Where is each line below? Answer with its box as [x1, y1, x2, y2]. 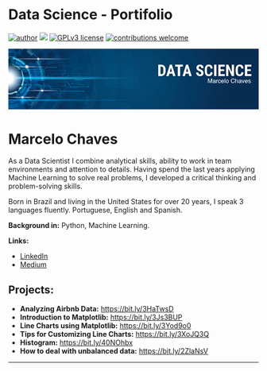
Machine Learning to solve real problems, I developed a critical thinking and [8, 173, 257, 183]
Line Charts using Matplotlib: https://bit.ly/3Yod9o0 [19, 321, 192, 330]
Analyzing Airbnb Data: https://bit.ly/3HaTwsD [19, 304, 174, 314]
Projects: [8, 283, 54, 296]
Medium [19, 260, 48, 269]
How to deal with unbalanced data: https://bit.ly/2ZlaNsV [19, 346, 209, 356]
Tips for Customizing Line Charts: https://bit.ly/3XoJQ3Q [19, 330, 209, 339]
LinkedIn [19, 252, 48, 261]
